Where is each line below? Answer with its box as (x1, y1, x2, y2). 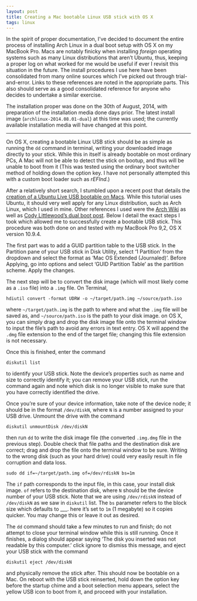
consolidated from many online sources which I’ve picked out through (6, 73, 175, 80)
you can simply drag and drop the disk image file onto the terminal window (6, 319, 186, 326)
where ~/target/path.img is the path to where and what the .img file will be (6, 306, 188, 313)
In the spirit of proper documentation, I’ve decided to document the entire (6, 36, 184, 43)
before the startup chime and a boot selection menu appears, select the (6, 582, 180, 589)
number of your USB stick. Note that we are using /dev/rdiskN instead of (6, 493, 182, 500)
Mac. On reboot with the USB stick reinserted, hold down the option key (6, 576, 180, 583)
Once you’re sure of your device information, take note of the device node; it (6, 400, 191, 407)
